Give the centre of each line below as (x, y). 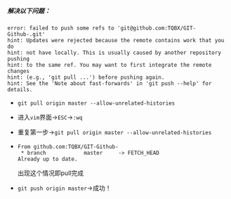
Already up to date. (47, 159)
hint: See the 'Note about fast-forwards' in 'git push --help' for (110, 83)
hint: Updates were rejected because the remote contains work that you (116, 40)
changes (19, 71)
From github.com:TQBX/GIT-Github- (68, 147)
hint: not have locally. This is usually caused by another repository (114, 53)
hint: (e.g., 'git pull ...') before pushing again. (86, 77)
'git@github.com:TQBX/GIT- (157, 28)
